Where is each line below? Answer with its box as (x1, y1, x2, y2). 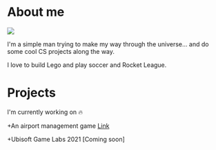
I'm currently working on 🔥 (7, 108, 84, 116)
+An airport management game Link (7, 122, 110, 130)
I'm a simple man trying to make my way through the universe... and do (7, 39, 209, 48)
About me (7, 4, 65, 20)
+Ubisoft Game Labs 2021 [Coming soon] (7, 135, 126, 143)
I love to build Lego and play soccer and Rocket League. (7, 60, 167, 69)
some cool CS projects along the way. (7, 47, 115, 55)
